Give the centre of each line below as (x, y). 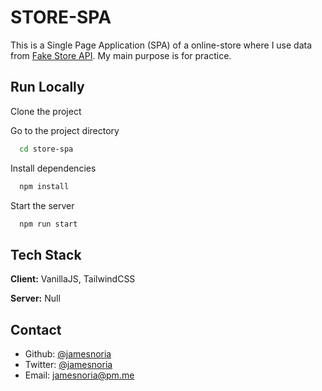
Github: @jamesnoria (68, 354)
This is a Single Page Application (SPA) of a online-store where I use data (161, 45)
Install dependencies (53, 168)
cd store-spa (46, 149)
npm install (44, 186)
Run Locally (47, 87)
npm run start (48, 224)
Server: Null (35, 298)
